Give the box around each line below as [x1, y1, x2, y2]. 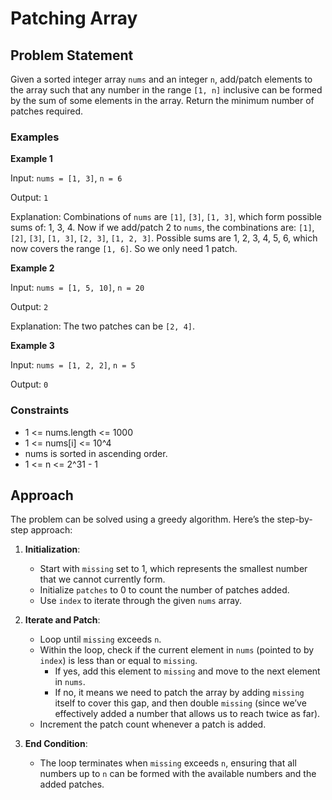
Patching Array [10, 7, 138, 30]
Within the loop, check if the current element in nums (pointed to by [39, 644, 315, 656]
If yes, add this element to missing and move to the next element [54, 665, 321, 677]
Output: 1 [10, 192, 49, 204]
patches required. [10, 105, 84, 117]
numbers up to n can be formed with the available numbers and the [39, 768, 317, 780]
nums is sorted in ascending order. [24, 447, 168, 459]
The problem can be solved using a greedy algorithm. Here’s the [10, 513, 275, 526]
